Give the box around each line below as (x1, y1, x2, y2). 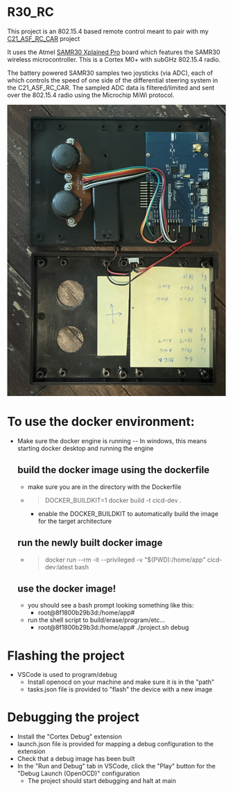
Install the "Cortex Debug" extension (17, 732, 123, 741)
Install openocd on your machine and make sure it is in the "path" (27, 678, 215, 687)
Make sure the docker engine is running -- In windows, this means (17, 436, 207, 445)
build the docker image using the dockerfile (17, 464, 210, 476)
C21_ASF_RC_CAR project (7, 34, 80, 42)
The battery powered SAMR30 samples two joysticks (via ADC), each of (7, 69, 214, 77)
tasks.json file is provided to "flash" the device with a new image (27, 685, 213, 694)
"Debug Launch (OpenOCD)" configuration (17, 769, 140, 777)
